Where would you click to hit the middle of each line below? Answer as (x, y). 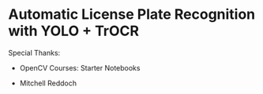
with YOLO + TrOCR (74, 31)
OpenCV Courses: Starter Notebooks (80, 67)
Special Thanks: (34, 52)
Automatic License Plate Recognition (132, 14)
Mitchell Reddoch (48, 83)
